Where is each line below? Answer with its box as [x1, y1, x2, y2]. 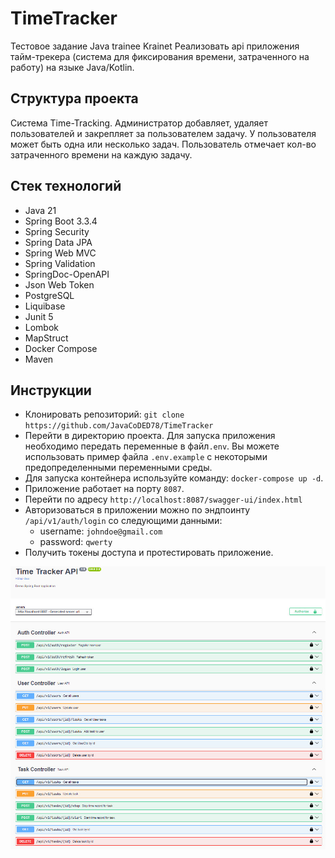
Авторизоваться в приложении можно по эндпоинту [24, 504, 251, 516]
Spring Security [24, 225, 90, 237]
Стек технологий [10, 178, 122, 195]
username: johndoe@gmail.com [39, 525, 163, 537]
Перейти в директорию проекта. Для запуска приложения [24, 430, 276, 442]
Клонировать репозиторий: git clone [24, 408, 185, 421]
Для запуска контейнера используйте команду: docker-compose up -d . [24, 472, 324, 484]
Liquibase [24, 300, 66, 312]
